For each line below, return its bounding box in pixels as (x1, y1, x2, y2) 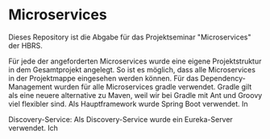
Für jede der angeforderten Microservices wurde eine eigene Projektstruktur (8, 56, 262, 66)
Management (8, 82, 52, 92)
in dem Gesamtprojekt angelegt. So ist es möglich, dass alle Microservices (8, 64, 256, 74)
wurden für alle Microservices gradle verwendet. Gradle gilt (53, 82, 252, 92)
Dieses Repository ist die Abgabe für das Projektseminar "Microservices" (8, 32, 251, 42)
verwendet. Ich (8, 123, 59, 133)
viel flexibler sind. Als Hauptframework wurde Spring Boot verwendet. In (8, 99, 248, 108)
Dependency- (200, 73, 246, 83)
